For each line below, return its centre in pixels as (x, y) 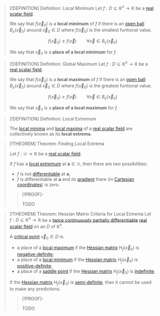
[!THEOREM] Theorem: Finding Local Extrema (57, 144)
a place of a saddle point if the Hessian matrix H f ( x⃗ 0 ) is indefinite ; (86, 272)
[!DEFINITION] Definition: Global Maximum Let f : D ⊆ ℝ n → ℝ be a (78, 64)
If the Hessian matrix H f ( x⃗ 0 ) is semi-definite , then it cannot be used (81, 283)
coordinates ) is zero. (38, 184)
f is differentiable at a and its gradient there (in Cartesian (75, 179)
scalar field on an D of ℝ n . (36, 226)
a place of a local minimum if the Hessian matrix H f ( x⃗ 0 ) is (77, 260)
